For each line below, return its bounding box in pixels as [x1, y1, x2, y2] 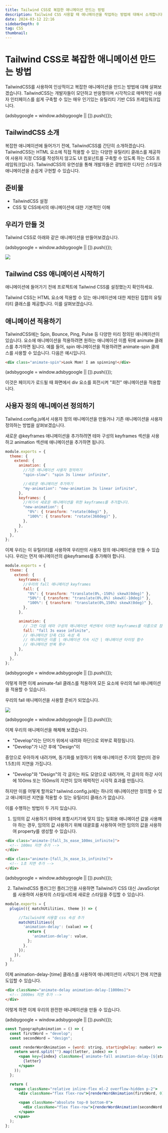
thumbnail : [5, 31, 28, 36]
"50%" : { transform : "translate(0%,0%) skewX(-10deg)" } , [27, 596, 151, 601]
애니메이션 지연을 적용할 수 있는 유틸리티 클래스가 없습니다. [10, 794, 125, 800]
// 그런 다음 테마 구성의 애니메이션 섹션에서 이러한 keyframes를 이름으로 [23, 623, 157, 629]
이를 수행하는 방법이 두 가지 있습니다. [5, 805, 77, 811]
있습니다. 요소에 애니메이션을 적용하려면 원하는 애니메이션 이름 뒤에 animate [5, 338, 154, 343]
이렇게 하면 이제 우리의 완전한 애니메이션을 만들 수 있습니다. [5, 1006, 121, 1012]
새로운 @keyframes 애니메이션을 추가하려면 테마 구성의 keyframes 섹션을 [5, 433, 150, 439]
